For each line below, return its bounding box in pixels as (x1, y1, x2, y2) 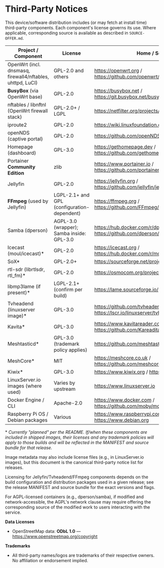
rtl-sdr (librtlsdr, (7, 266, 45, 273)
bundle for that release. (5, 445, 53, 450)
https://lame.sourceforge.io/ (94, 286, 159, 293)
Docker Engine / (7, 396, 44, 403)
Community (7, 163, 36, 170)
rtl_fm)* (7, 272, 26, 279)
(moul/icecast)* (7, 250, 44, 257)
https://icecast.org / (94, 244, 140, 251)
